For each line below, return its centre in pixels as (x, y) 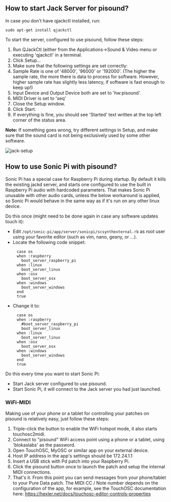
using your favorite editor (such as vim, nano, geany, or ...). (75, 236)
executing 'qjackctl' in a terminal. (47, 55)
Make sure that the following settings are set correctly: (70, 65)
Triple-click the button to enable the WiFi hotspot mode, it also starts (85, 428)
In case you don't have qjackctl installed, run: (53, 20)
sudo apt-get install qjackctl (39, 30)
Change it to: (26, 305)
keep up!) (23, 87)
